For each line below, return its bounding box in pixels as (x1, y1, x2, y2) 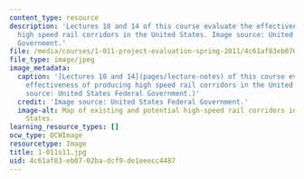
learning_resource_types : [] (9, 123, 119, 132)
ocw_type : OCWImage (9, 131, 83, 140)
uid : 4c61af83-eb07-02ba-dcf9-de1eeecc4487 (9, 155, 176, 165)
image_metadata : (9, 64, 71, 73)
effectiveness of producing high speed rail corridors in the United (25, 80, 294, 89)
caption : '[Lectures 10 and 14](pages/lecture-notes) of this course (17, 72, 285, 81)
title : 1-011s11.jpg (9, 147, 88, 156)
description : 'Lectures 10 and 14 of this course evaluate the (9, 22, 253, 31)
